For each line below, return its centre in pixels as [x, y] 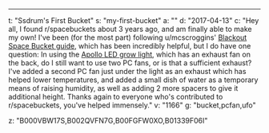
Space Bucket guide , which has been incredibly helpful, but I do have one [130, 46]
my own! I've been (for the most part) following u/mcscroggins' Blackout [128, 37]
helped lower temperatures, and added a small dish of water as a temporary [133, 80]
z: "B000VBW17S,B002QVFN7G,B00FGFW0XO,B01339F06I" [108, 121]
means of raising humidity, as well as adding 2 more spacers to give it [123, 88]
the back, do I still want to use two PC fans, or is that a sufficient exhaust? [130, 63]
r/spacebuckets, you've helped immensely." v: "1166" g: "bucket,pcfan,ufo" [132, 105]
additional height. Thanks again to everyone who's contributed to [116, 97]
